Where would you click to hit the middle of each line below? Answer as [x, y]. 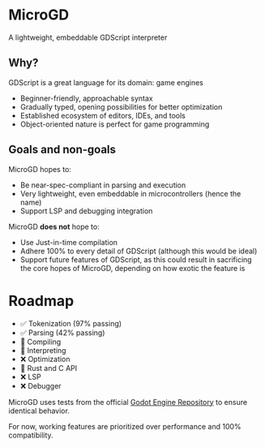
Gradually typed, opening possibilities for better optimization [121, 106]
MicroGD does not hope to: [54, 226]
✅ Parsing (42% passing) [62, 332]
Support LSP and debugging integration [86, 211]
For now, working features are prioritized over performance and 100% [125, 426]
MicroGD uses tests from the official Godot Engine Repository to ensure [128, 402]
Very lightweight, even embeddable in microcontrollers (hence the [130, 193]
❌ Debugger [41, 386]
